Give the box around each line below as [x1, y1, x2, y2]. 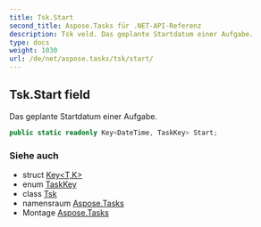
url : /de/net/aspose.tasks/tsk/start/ [9, 54, 154, 63]
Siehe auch [9, 149, 60, 161]
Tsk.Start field [9, 87, 91, 102]
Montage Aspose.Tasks [21, 207, 109, 218]
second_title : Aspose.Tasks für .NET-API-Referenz [9, 21, 202, 30]
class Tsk [21, 188, 57, 199]
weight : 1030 [9, 46, 58, 55]
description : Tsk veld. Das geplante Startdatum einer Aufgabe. [9, 29, 254, 38]
